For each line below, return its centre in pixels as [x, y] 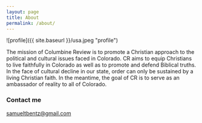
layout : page [23, 12]
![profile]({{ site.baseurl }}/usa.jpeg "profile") [62, 41]
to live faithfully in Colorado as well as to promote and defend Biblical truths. [101, 65]
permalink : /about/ [31, 23]
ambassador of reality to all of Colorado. [57, 84]
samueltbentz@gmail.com [39, 113]
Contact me [24, 100]
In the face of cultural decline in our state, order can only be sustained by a [100, 71]
